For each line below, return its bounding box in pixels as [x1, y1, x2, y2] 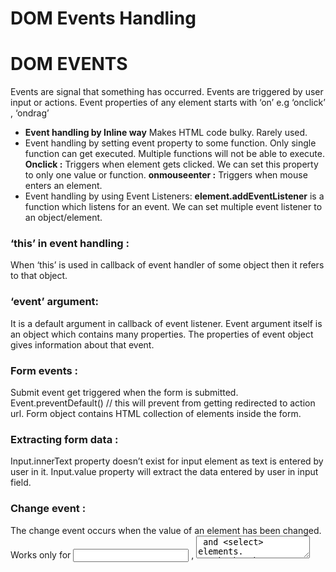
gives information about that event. [10, 338, 155, 351]
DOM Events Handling [10, 7, 197, 30]
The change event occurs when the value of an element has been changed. [10, 524, 322, 536]
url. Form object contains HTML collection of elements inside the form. [10, 408, 302, 420]
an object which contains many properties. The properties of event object [10, 328, 314, 340]
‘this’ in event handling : [10, 237, 130, 251]
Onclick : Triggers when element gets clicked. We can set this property [24, 158, 319, 171]
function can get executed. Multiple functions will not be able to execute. [24, 148, 325, 160]
